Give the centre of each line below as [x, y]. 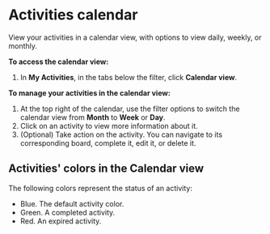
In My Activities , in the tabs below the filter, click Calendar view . [128, 77]
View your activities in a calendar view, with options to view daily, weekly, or [135, 37]
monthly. [23, 45]
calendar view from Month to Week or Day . [93, 117]
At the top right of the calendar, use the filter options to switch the [130, 108]
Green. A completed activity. [67, 212]
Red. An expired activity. [61, 221]
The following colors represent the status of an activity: [100, 188]
